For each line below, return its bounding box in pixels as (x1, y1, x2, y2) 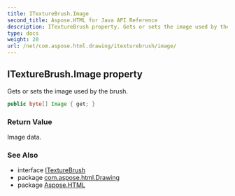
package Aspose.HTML (17, 181, 86, 189)
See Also (7, 150, 38, 160)
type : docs (7, 29, 39, 37)
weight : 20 (7, 36, 39, 43)
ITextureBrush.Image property (7, 68, 143, 80)
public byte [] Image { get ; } (7, 100, 96, 107)
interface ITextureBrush (17, 166, 86, 174)
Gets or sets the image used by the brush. (7, 86, 128, 95)
